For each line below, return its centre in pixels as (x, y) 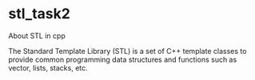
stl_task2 (39, 14)
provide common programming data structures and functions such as (123, 59)
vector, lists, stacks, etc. (48, 67)
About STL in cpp (37, 36)
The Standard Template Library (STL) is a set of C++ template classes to (127, 51)
